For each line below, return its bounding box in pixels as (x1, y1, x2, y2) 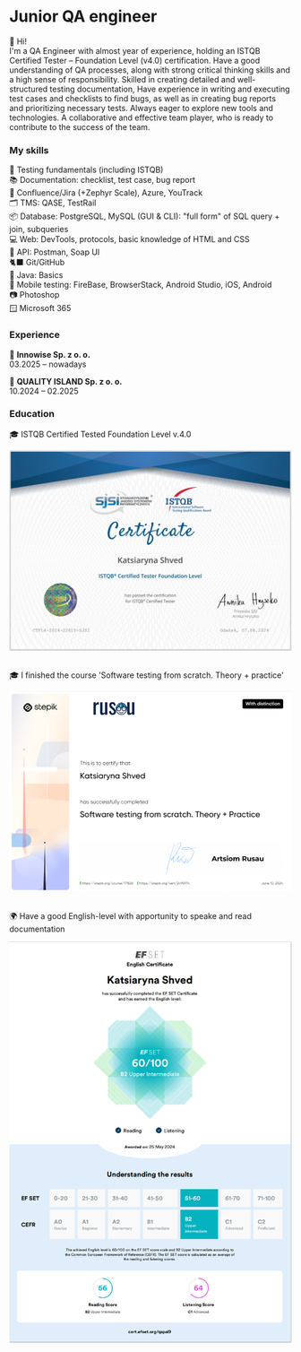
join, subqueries (9, 224, 69, 235)
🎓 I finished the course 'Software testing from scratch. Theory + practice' (9, 670, 284, 680)
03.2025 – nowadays (9, 359, 87, 369)
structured (9, 83, 48, 94)
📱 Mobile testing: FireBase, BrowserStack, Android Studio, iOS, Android (9, 280, 272, 290)
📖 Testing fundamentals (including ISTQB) (9, 164, 164, 176)
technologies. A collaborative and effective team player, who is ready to (9, 112, 274, 123)
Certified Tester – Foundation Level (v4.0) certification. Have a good (9, 55, 261, 65)
